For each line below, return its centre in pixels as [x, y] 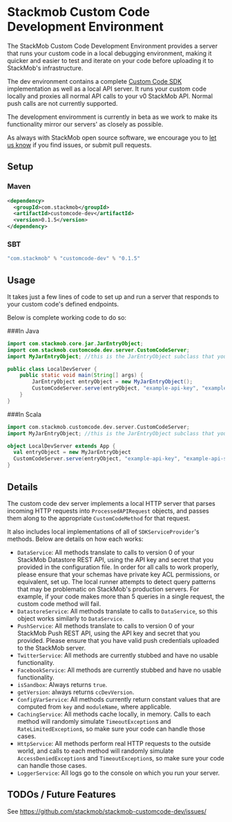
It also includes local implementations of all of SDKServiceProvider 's [103, 531]
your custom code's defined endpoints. [63, 304]
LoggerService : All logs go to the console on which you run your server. [118, 773]
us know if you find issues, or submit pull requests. [79, 145]
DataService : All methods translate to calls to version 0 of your [106, 552]
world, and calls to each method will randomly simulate [95, 751]
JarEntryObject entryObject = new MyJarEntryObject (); [113, 382]
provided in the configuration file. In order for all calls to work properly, [118, 567]
